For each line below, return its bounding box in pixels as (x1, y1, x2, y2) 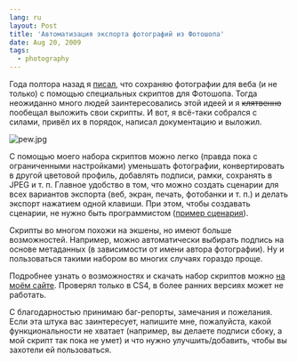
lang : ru (9, 12, 42, 22)
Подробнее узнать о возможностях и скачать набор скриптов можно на (9, 270, 286, 281)
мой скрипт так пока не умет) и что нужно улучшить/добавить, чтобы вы (9, 335, 287, 345)
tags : (9, 46, 29, 55)
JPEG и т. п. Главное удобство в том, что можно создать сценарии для (9, 180, 279, 189)
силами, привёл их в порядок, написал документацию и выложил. (9, 117, 262, 127)
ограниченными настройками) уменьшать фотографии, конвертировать (9, 161, 285, 171)
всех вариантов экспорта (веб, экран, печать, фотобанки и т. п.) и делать (9, 189, 289, 199)
